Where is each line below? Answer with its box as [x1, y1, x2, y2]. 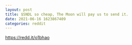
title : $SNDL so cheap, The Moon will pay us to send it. [5, 12, 128, 17]
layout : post [5, 7, 32, 12]
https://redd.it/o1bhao [5, 35, 50, 41]
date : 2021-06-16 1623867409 [5, 16, 66, 21]
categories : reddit [5, 21, 46, 26]
